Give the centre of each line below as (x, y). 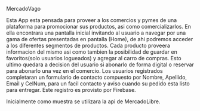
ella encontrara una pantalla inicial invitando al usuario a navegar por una (96, 33)
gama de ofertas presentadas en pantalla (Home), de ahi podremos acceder (100, 39)
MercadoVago (23, 9)
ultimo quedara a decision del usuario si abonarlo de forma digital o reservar (100, 64)
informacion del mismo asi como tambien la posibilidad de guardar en (92, 52)
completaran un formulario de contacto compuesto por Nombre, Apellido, (96, 77)
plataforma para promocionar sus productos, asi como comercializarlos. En (99, 27)
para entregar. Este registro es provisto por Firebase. (71, 90)
